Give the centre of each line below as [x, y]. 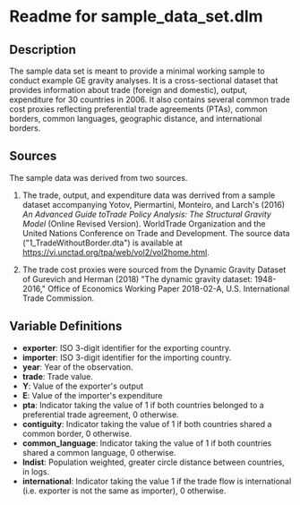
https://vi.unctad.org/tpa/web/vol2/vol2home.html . [116, 252]
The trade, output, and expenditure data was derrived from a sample [149, 195]
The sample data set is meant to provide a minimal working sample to [137, 71]
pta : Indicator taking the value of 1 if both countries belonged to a [143, 405]
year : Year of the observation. [77, 367]
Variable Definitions [66, 326]
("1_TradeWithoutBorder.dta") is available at [103, 243]
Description [43, 50]
